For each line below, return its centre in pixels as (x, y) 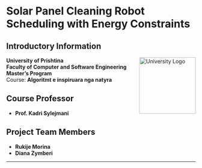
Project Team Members (51, 132)
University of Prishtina (35, 61)
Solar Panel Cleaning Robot (76, 11)
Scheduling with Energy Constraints (98, 24)
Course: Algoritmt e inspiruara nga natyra (59, 80)
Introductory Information (54, 46)
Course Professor (40, 98)
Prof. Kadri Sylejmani (42, 113)
